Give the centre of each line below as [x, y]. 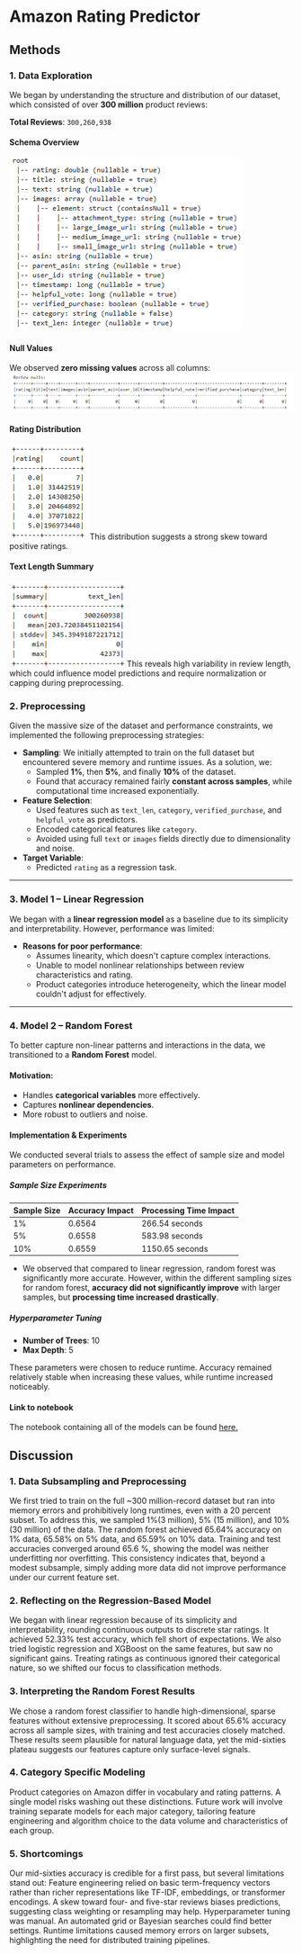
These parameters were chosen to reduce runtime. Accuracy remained [141, 1368]
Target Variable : [53, 858]
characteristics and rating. [84, 975]
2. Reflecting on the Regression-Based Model [110, 1600]
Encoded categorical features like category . [116, 829]
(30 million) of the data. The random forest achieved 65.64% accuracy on [146, 1529]
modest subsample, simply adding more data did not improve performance [148, 1567]
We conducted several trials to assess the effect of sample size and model [147, 1155]
